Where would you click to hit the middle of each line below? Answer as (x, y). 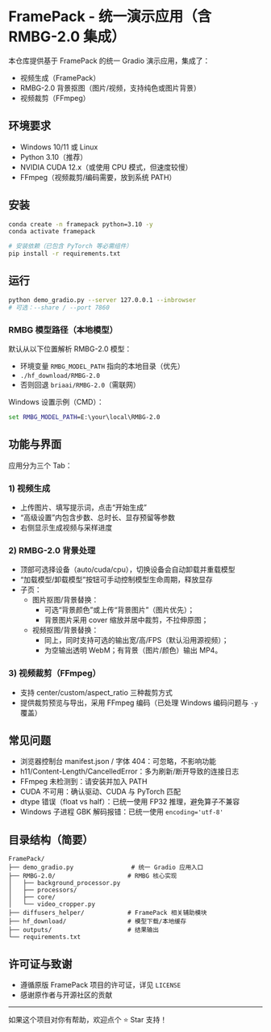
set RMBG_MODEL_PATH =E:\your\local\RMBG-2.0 (84, 417)
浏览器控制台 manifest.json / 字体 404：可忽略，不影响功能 (118, 761)
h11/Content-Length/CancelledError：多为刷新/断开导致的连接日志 (129, 771)
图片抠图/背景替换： (65, 600)
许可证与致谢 (40, 964)
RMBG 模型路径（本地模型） (63, 329)
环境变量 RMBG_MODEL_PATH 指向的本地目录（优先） (102, 366)
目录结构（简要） (51, 839)
